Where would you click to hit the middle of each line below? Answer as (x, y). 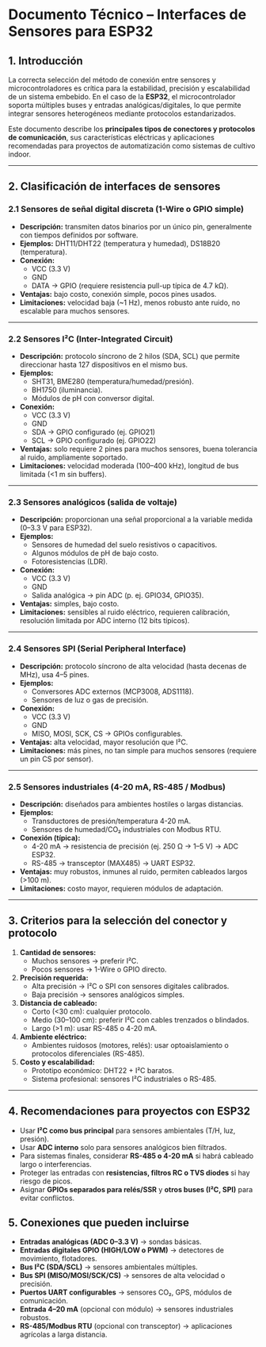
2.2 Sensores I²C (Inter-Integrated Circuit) (91, 339)
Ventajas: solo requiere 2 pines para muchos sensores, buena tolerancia (139, 448)
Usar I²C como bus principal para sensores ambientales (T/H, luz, (127, 1130)
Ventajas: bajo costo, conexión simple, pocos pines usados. (118, 294)
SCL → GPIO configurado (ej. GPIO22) (94, 440)
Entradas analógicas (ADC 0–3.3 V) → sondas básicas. (110, 1242)
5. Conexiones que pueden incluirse (99, 1223)
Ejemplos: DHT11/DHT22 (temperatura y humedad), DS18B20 (120, 243)
